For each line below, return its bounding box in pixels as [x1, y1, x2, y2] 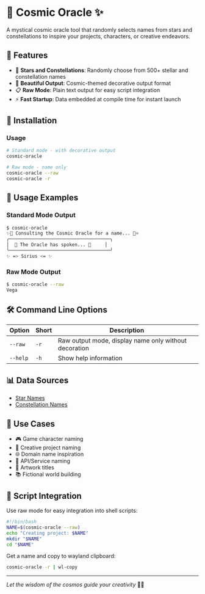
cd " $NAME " [6, 541, 34, 548]
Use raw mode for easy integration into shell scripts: [6, 507, 138, 515]
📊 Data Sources [6, 375, 69, 385]
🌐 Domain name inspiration [15, 451, 84, 458]
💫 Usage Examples [6, 192, 79, 203]
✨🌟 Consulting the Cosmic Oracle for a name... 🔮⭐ [6, 230, 139, 237]
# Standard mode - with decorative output [6, 148, 116, 154]
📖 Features [6, 50, 48, 60]
